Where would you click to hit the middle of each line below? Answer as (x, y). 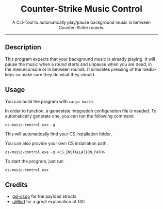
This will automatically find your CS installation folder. (58, 134)
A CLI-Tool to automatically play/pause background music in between (81, 22)
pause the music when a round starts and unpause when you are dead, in (78, 64)
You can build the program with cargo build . (49, 101)
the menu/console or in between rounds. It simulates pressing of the (73, 69)
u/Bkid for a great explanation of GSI (48, 202)
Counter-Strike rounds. (81, 27)
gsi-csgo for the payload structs (44, 196)
